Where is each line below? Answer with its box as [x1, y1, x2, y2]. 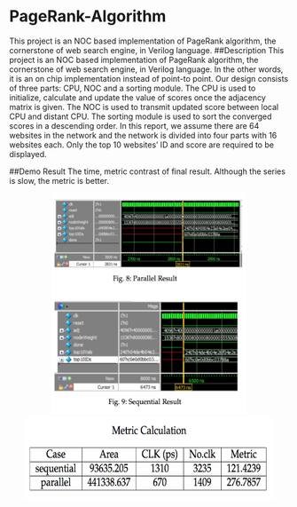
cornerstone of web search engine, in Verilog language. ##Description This [9, 44, 285, 55]
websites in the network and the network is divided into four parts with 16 [9, 130, 277, 140]
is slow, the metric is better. [9, 175, 109, 186]
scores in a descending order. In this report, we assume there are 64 [9, 120, 260, 131]
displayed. [9, 148, 47, 159]
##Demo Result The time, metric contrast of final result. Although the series [9, 166, 286, 177]
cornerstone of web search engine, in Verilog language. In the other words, [9, 64, 284, 75]
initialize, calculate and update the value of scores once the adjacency [9, 91, 266, 103]
